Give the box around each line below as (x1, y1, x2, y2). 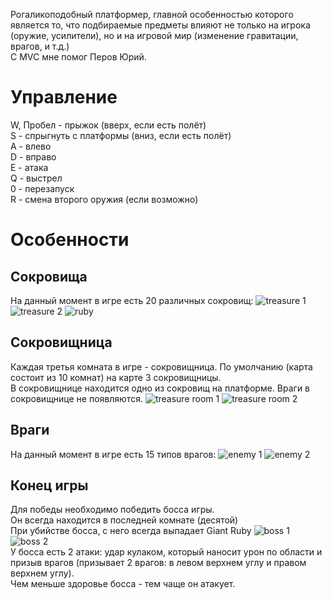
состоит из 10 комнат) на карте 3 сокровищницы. (10, 371, 222, 383)
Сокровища (10, 268, 88, 285)
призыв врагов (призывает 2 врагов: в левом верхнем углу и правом (10, 557, 307, 569)
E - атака (10, 161, 49, 173)
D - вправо (10, 150, 57, 163)
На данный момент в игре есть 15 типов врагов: (10, 448, 217, 460)
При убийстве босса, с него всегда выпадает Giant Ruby (10, 525, 252, 537)
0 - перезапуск (10, 182, 75, 194)
